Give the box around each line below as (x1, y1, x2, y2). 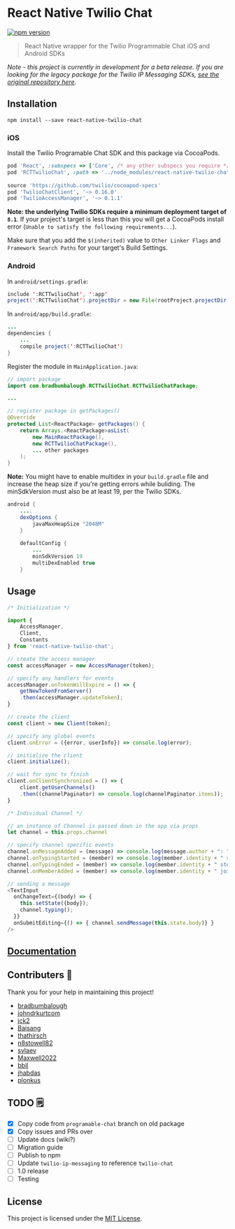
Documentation (7, 946, 77, 958)
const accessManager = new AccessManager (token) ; (7, 661, 155, 669)
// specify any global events (7, 732, 96, 739)
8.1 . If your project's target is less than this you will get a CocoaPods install (7, 215, 225, 224)
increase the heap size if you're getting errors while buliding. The (7, 480, 196, 488)
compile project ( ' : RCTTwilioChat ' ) (20, 342, 124, 350)
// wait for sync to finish (7, 771, 90, 778)
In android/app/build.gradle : (7, 310, 92, 318)
